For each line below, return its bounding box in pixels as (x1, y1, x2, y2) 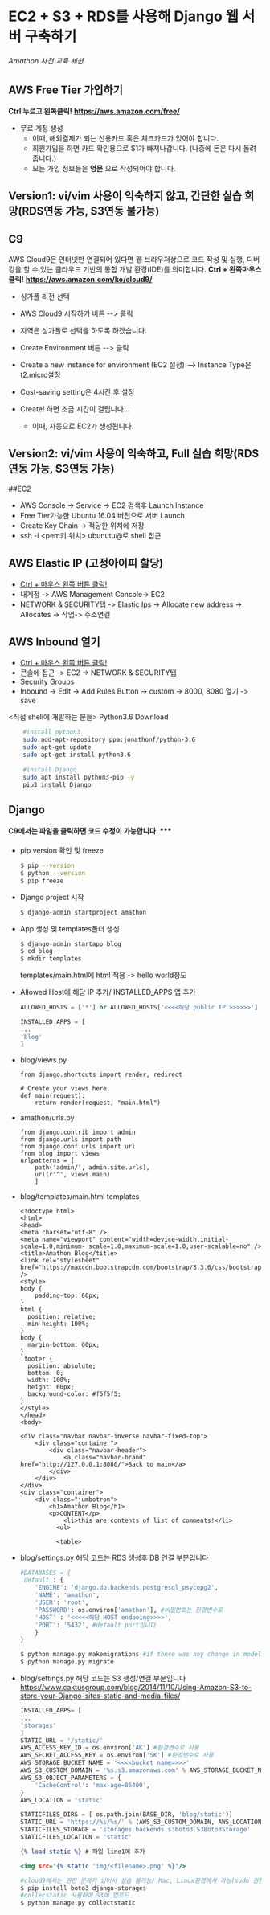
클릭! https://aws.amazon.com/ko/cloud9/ (8, 275, 153, 284)
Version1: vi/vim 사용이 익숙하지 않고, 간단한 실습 (8, 190, 243, 203)
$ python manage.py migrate (19, 1658, 114, 1666)
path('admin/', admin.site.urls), (35, 1163, 150, 1172)
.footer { (19, 1355, 54, 1363)
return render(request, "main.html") (35, 1099, 161, 1107)
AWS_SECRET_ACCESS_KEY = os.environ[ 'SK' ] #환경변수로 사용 (19, 1751, 215, 1760)
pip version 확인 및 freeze (19, 845, 104, 856)
